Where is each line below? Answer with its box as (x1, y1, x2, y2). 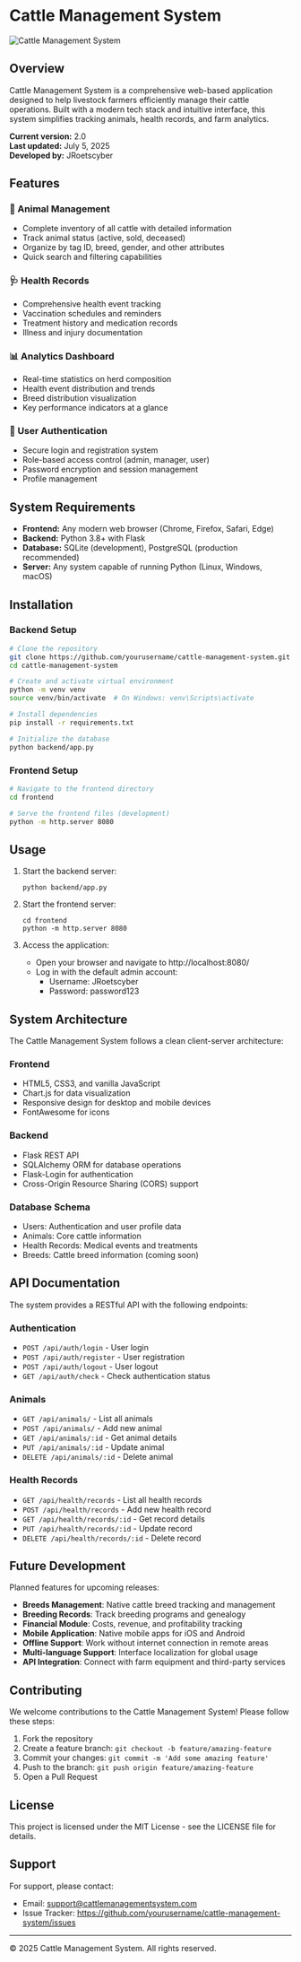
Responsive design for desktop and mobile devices (21, 1098, 211, 1108)
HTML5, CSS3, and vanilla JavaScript (21, 1078, 160, 1090)
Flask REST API (21, 1150, 79, 1160)
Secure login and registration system (21, 445, 159, 456)
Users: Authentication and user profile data (21, 1220, 182, 1231)
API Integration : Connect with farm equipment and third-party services (21, 1656, 286, 1668)
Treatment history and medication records (21, 317, 178, 328)
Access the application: (21, 940, 109, 951)
